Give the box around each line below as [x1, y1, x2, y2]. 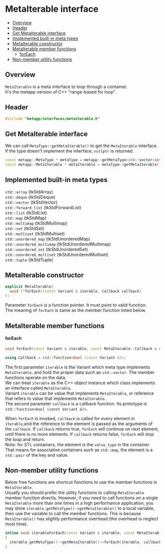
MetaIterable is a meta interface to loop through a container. [5, 84, 128, 90]
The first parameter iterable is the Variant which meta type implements [5, 364, 151, 370]
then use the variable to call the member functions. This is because [5, 511, 141, 517]
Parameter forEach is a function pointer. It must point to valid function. [5, 302, 147, 308]
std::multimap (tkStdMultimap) [5, 220, 68, 226]
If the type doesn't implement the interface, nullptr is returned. [5, 148, 134, 154]
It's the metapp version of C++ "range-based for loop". [5, 89, 116, 94]
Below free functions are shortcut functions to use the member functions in [5, 479, 158, 485]
